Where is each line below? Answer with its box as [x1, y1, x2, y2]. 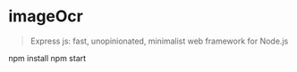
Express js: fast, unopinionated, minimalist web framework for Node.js [30, 36, 289, 46]
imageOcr [8, 6, 84, 27]
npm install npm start [8, 52, 87, 63]
